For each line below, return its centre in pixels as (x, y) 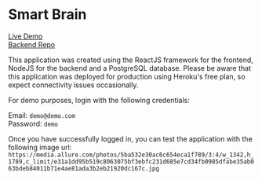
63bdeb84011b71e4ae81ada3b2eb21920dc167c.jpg (84, 168)
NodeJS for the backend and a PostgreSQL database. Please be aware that (129, 68)
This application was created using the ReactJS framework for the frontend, (131, 60)
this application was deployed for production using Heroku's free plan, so (127, 76)
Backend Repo (32, 44)
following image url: (40, 147)
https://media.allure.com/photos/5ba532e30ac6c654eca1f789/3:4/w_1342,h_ (131, 155)
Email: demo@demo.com (42, 115)
